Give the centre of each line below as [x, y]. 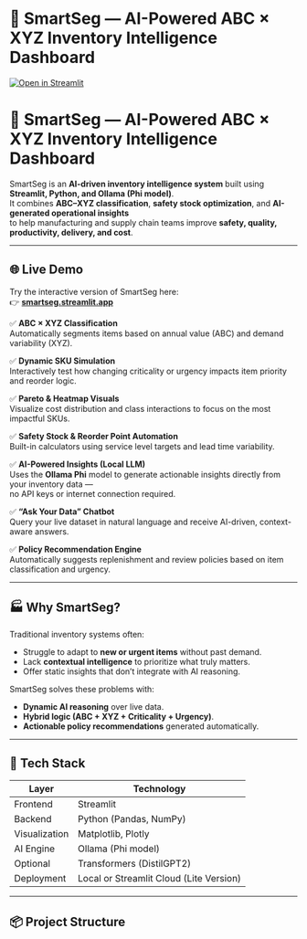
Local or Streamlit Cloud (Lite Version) [159, 879]
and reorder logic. [43, 380]
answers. [52, 531]
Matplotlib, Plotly [113, 834]
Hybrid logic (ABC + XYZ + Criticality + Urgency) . [118, 716]
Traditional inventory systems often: [77, 634]
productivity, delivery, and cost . [71, 232]
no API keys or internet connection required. [93, 493]
